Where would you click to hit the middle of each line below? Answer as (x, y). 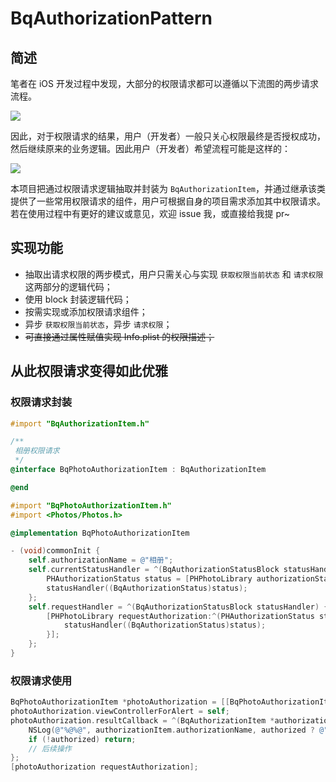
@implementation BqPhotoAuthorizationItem (100, 533)
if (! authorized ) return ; (82, 739)
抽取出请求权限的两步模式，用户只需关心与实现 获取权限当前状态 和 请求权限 (174, 274)
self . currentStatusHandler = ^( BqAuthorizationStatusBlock (154, 570)
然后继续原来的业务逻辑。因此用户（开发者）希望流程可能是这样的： (150, 148)
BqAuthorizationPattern (111, 18)
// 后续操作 (50, 748)
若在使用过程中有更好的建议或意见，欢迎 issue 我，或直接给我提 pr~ (150, 213)
